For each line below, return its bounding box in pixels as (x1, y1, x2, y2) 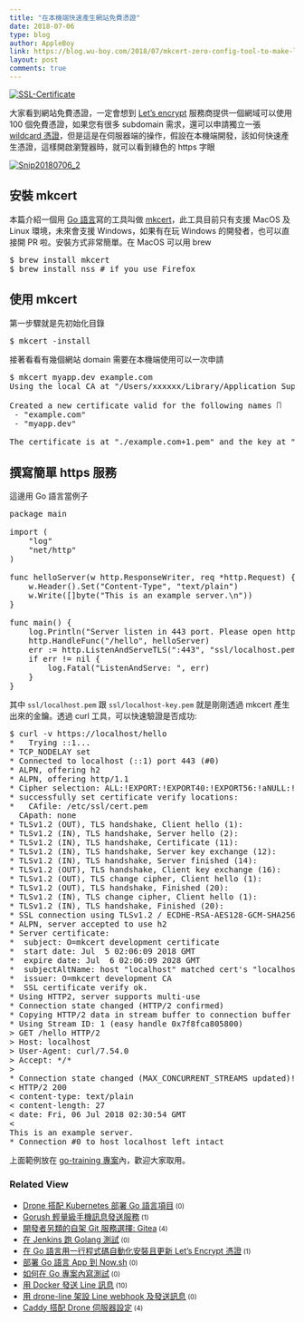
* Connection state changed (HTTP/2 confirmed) (9, 1001, 224, 1011)
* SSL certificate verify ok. (9, 983, 148, 993)
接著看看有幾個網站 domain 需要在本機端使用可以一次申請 (9, 354, 224, 365)
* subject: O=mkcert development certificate (9, 938, 220, 948)
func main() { (9, 617, 72, 628)
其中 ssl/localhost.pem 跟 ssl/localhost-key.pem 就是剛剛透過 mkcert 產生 (9, 699, 290, 710)
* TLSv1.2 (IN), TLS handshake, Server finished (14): (9, 856, 258, 866)
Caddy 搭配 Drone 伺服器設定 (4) (22, 1302, 144, 1313)
